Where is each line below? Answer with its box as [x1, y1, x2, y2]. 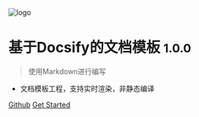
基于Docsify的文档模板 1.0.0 [8, 39, 192, 56]
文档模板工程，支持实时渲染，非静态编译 [19, 83, 155, 93]
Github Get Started [8, 99, 71, 109]
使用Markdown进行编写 [27, 66, 106, 76]
